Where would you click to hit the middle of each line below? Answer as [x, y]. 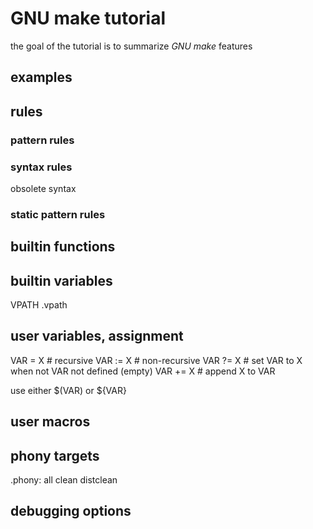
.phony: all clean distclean [64, 480]
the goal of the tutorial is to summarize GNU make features [131, 46]
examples [41, 77]
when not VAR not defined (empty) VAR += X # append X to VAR [143, 371]
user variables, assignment [97, 336]
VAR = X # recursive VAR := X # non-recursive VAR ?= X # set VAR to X [156, 360]
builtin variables [61, 280]
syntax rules [41, 167]
